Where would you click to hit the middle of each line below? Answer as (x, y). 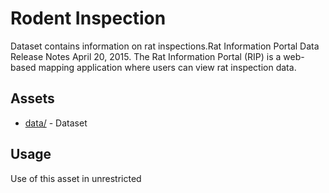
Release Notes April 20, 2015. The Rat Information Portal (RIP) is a (146, 56)
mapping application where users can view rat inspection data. (167, 67)
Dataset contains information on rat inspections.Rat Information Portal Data (165, 46)
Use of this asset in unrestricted (76, 178)
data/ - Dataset (56, 123)
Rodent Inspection (88, 18)
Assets (32, 98)
